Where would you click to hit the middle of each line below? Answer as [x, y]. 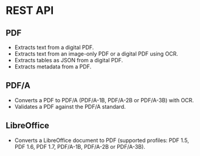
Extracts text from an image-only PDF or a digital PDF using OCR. [96, 54]
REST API [30, 11]
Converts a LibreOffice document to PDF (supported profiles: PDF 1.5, [102, 140]
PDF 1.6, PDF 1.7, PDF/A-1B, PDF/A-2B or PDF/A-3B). [80, 146]
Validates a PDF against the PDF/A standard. [70, 106]
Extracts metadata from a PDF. [53, 67]
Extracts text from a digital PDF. [54, 47]
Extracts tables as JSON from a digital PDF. [69, 60]
